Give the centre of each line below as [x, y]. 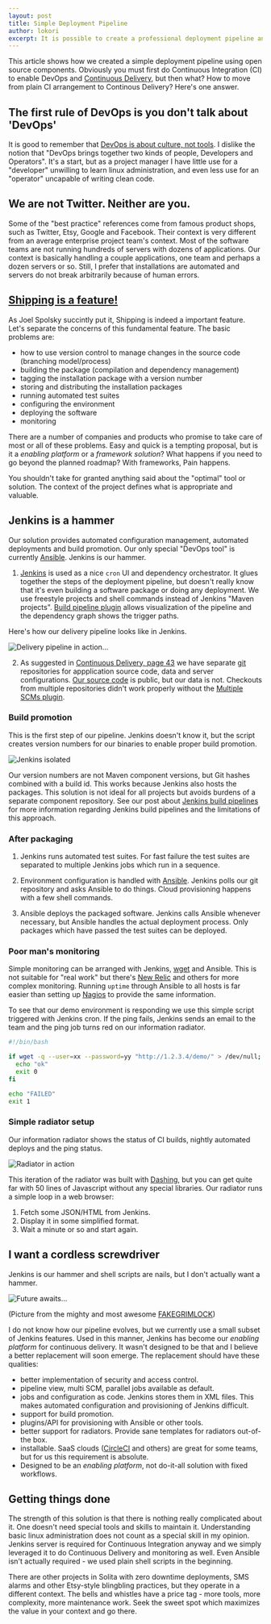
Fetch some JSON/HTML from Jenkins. [85, 1212]
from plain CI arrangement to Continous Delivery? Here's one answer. [124, 87]
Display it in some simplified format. [79, 1221]
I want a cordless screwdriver [84, 1255]
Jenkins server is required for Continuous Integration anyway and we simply [135, 1544]
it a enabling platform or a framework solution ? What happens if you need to [135, 453]
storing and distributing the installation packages [101, 386]
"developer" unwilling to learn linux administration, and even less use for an [134, 170]
